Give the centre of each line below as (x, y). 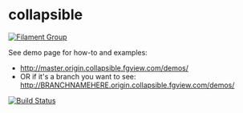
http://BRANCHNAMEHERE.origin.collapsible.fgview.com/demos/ (127, 85)
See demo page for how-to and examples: (78, 52)
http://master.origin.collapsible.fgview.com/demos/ (104, 68)
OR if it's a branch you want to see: (78, 76)
